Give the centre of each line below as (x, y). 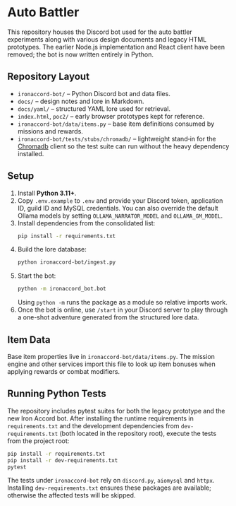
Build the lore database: (52, 249)
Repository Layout (49, 77)
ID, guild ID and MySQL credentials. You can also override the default (118, 208)
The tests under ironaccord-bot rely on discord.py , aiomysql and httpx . (111, 481)
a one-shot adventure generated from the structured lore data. (108, 317)
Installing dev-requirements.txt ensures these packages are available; (109, 488)
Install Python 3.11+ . (47, 193)
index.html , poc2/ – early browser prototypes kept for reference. (111, 116)
